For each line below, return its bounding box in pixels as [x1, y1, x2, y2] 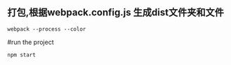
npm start [7, 51, 37, 58]
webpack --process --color [7, 25, 86, 33]
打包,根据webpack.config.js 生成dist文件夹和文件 [7, 6, 225, 19]
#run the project [7, 38, 54, 46]
